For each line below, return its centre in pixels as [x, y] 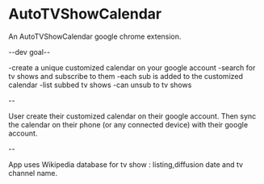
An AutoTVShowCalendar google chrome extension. [95, 36]
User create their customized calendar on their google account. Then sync [132, 116]
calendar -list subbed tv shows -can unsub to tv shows [100, 85]
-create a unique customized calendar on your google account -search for [132, 67]
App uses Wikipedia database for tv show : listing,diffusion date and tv [126, 164]
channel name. [33, 173]
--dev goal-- [29, 52]
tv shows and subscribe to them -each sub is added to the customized [126, 76]
